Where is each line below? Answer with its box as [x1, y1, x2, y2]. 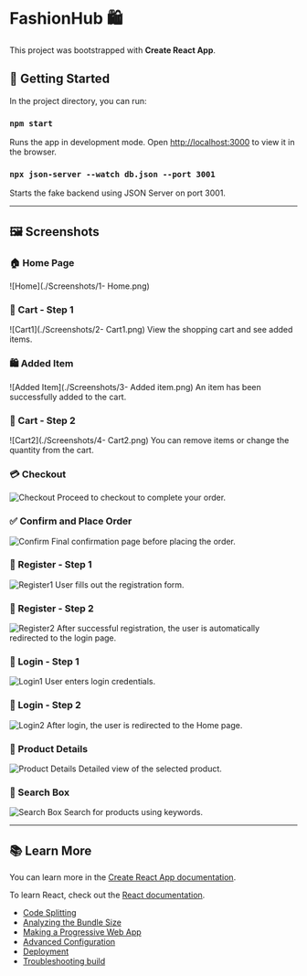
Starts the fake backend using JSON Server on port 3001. [9, 187, 227, 198]
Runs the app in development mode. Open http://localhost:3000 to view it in [9, 137, 295, 148]
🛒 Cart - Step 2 [9, 414, 76, 427]
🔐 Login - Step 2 [9, 699, 82, 712]
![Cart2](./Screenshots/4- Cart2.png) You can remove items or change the [9, 434, 290, 445]
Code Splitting [22, 907, 77, 918]
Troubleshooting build [22, 956, 106, 967]
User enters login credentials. [44, 676, 156, 687]
